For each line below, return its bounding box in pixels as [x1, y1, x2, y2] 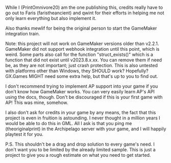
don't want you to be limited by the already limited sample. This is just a [5, 147, 156, 153]
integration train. [5, 31, 40, 36]
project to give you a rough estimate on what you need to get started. [5, 152, 151, 158]
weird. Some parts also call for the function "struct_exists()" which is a [5, 51, 153, 57]
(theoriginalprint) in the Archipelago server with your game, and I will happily [5, 126, 166, 132]
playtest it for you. [5, 131, 43, 137]
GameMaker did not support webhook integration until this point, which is [5, 46, 160, 52]
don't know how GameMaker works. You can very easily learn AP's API [5, 89, 155, 94]
